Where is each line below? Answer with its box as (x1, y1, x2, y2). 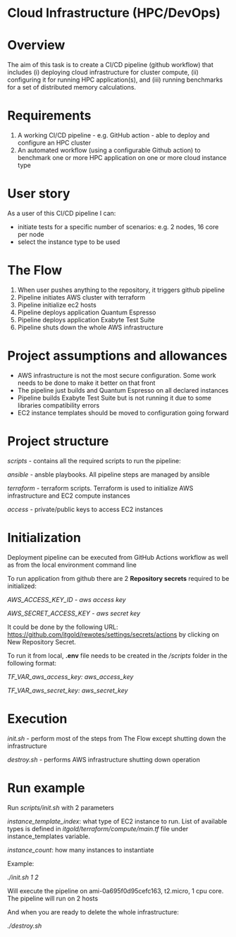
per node (17, 231, 44, 238)
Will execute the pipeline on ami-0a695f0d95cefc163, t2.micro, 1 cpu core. (7, 886, 224, 895)
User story (7, 185, 70, 202)
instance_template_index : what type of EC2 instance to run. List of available (7, 816, 228, 826)
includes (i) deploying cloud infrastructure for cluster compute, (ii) (7, 68, 199, 77)
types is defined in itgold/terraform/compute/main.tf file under (7, 824, 189, 833)
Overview (7, 37, 66, 54)
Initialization (7, 530, 81, 546)
